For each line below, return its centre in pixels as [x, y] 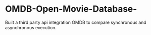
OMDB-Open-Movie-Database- [71, 9]
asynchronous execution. [31, 27]
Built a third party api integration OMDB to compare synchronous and [76, 22]
